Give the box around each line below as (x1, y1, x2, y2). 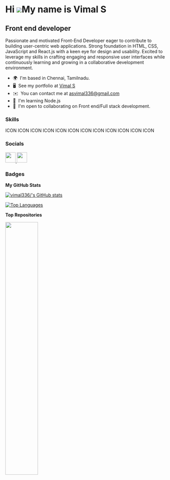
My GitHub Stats (5, 182, 41, 188)
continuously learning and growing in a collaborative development (5, 59, 144, 65)
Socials (5, 140, 24, 147)
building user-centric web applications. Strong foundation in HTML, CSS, (5, 43, 159, 49)
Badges (5, 170, 25, 178)
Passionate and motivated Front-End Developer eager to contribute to (5, 37, 152, 43)
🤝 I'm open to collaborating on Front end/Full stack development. (12, 103, 151, 109)
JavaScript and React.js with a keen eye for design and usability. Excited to (5, 49, 163, 54)
